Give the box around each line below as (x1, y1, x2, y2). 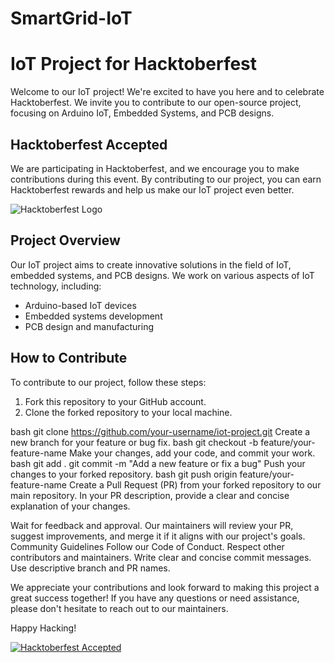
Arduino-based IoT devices (24, 299, 137, 311)
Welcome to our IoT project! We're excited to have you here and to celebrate (10, 86, 325, 98)
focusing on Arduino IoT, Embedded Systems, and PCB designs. (10, 107, 275, 119)
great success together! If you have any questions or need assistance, (10, 592, 300, 604)
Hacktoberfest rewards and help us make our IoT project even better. (10, 183, 295, 196)
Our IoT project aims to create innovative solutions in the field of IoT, (10, 258, 292, 271)
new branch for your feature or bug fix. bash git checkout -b (10, 436, 259, 448)
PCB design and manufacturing (24, 320, 155, 332)
